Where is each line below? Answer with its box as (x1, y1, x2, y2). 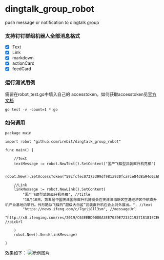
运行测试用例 (5, 79, 36, 86)
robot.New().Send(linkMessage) (14, 232, 78, 237)
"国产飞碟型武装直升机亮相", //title (22, 192, 90, 197)
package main (5, 130, 32, 136)
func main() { (5, 148, 34, 153)
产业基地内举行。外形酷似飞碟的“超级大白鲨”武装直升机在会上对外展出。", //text (8, 203, 153, 207)
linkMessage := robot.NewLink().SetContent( (14, 187, 106, 192)
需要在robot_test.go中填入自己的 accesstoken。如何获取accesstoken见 (5, 91, 148, 97)
